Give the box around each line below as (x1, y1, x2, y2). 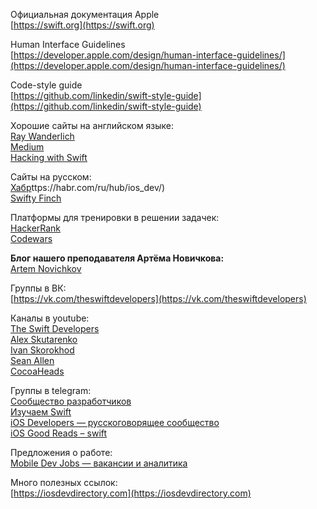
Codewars (10, 233, 53, 244)
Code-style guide (10, 79, 83, 91)
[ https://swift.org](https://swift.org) (10, 19, 155, 31)
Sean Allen (10, 355, 55, 366)
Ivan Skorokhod (10, 344, 75, 356)
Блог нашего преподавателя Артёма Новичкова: (10, 252, 225, 264)
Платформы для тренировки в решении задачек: (10, 212, 220, 223)
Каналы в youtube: (10, 312, 90, 324)
